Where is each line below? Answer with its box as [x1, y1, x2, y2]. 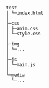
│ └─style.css [6, 31, 41, 37]
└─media [6, 72, 25, 78]
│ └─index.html [6, 10, 44, 16]
